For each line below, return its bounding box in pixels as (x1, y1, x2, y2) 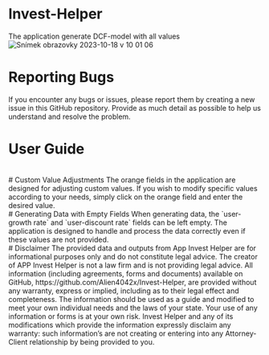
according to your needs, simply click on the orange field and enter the (8, 192, 243, 202)
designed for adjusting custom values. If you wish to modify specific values (8, 183, 259, 193)
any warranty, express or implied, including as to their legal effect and (8, 286, 239, 296)
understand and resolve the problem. (8, 112, 131, 121)
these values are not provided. (8, 235, 109, 244)
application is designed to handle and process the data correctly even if (8, 226, 247, 235)
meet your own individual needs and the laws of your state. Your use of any (8, 303, 259, 312)
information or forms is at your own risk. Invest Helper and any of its (8, 311, 234, 321)
